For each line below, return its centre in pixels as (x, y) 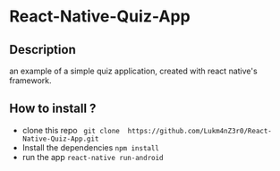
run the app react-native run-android (93, 157)
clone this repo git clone (71, 130)
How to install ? (53, 109)
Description (42, 50)
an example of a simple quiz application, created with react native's (133, 71)
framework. (30, 81)
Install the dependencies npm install (90, 147)
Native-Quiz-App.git (60, 139)
